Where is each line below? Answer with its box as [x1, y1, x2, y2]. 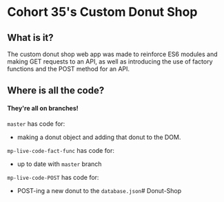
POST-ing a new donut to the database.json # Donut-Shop [17, 186, 182, 194]
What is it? [7, 32, 54, 44]
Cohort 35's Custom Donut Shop [7, 4, 198, 20]
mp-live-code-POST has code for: [7, 173, 99, 181]
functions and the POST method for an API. [7, 65, 130, 73]
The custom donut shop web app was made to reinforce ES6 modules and [7, 50, 218, 58]
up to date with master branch [17, 160, 102, 168]
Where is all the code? [7, 84, 105, 97]
